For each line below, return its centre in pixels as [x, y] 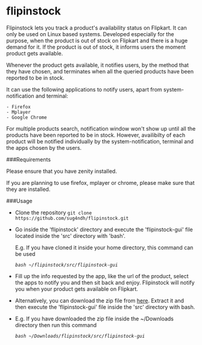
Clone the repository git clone [53, 213]
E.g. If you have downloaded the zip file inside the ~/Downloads [94, 319]
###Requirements [29, 159]
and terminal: [52, 96]
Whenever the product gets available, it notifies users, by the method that [97, 65]
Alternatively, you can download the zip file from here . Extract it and [99, 300]
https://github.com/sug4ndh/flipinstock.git [72, 218]
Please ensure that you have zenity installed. [62, 171]
